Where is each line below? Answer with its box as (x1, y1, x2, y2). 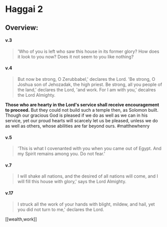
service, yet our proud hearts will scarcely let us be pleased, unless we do (5, 117, 158, 123)
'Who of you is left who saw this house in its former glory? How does (17, 48, 159, 54)
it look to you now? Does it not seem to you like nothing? (17, 53, 134, 59)
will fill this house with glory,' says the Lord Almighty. (17, 179, 126, 185)
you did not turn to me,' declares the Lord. (17, 206, 104, 213)
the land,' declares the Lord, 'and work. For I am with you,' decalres (17, 86, 156, 93)
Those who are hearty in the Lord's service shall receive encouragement (5, 101, 159, 108)
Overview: (5, 23, 38, 32)
